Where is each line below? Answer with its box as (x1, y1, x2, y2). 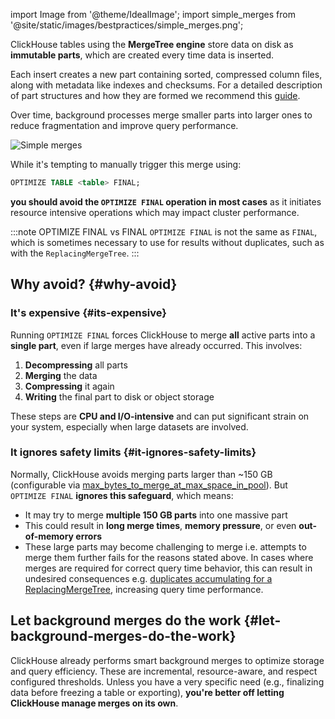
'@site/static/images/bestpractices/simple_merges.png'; (10, 19, 244, 31)
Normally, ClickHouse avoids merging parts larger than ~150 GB (10, 468, 273, 480)
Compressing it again (24, 380, 115, 392)
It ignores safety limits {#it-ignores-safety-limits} (10, 445, 257, 459)
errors (75, 530, 102, 542)
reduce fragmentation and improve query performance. (10, 120, 239, 131)
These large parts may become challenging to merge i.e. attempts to (24, 540, 307, 553)
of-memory (24, 530, 75, 542)
